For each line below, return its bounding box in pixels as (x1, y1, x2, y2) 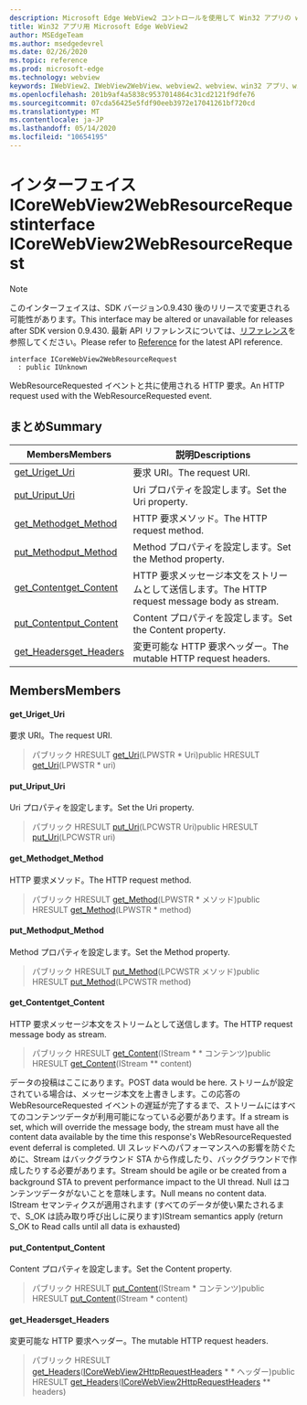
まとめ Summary (9, 419, 102, 434)
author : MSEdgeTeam (9, 30, 84, 39)
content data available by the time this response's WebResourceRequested (9, 1132, 292, 1142)
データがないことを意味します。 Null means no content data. (40, 1188, 267, 1199)
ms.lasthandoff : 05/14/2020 (9, 124, 117, 134)
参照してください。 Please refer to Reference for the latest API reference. (9, 336, 283, 348)
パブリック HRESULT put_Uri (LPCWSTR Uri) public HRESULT (31, 821, 259, 832)
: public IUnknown (17, 362, 89, 371)
